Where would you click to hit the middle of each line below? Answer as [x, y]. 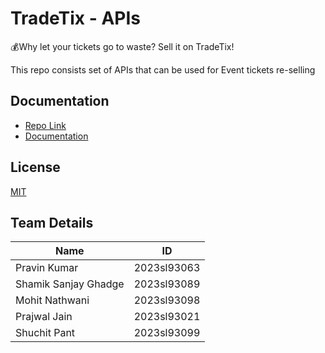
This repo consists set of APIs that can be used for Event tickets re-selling [163, 69]
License [35, 167]
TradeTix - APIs [75, 18]
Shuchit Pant [45, 333]
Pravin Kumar [47, 268]
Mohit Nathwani [52, 300]
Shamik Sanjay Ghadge [70, 284]
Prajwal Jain [44, 317]
